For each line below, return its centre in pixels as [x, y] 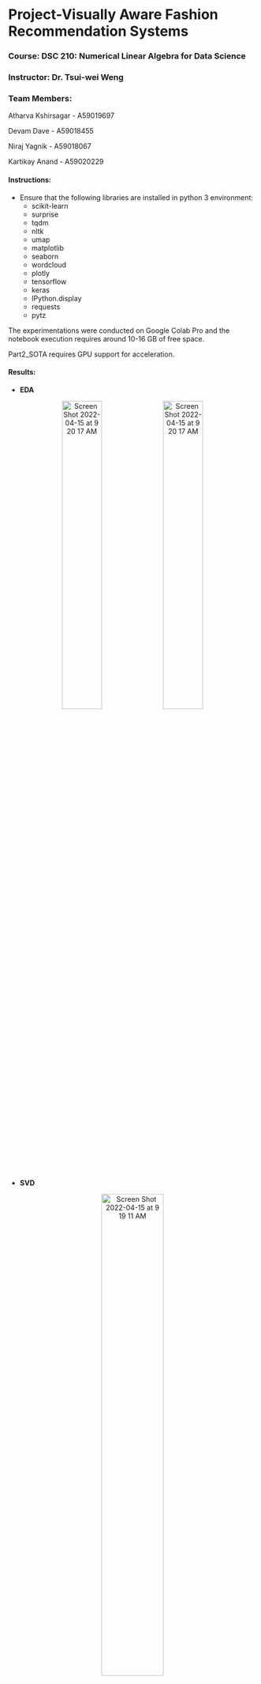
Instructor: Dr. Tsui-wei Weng [66, 77]
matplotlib [48, 247]
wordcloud [49, 264]
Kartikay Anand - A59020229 [56, 162]
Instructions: [30, 179]
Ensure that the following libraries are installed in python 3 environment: [136, 197]
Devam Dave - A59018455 [51, 131]
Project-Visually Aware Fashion [113, 15]
